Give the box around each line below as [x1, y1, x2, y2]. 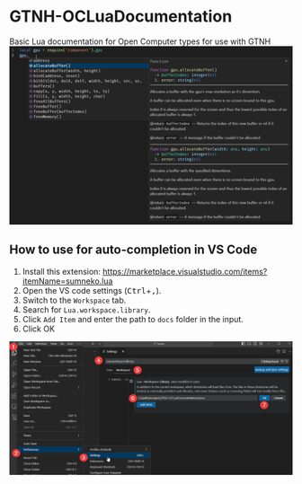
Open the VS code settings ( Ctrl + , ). [22, 285, 162, 295]
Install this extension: [22, 266, 102, 277]
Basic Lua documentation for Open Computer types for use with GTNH [9, 36, 271, 47]
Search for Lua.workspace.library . [22, 304, 151, 315]
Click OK [22, 323, 56, 334]
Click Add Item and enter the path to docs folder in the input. [22, 313, 244, 324]
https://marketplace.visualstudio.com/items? [102, 266, 268, 277]
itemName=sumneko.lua [22, 276, 113, 286]
